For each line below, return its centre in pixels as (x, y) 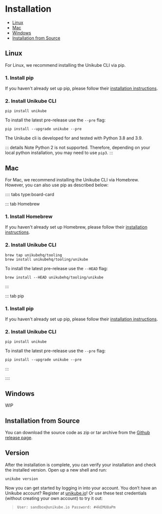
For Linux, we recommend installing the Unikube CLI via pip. (65, 65)
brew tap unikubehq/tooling (34, 255)
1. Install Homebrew (29, 217)
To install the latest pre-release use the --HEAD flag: (57, 268)
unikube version (21, 479)
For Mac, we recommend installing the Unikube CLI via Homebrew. (72, 180)
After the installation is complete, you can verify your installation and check (81, 465)
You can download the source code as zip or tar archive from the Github (78, 432)
